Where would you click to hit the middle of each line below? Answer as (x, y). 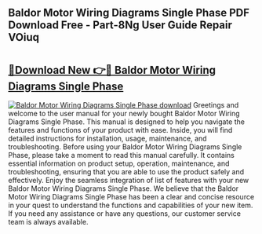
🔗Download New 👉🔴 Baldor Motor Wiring (112, 70)
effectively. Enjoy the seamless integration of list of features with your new (129, 180)
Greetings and (216, 105)
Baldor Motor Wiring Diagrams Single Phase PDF (129, 13)
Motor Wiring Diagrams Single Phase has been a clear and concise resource (131, 197)
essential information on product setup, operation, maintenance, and (119, 163)
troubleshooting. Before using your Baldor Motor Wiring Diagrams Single (125, 147)
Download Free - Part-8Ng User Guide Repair (120, 26)
